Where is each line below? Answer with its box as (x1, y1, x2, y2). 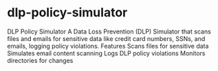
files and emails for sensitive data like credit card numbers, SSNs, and (7, 34, 206, 42)
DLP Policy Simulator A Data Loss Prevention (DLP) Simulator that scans (7, 27, 211, 35)
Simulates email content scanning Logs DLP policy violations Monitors (7, 49, 206, 57)
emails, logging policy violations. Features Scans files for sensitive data (7, 42, 209, 50)
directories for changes (7, 56, 74, 64)
